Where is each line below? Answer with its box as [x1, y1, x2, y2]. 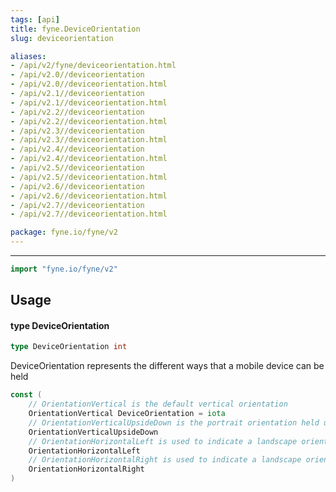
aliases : [10, 51, 47, 61]
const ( [10, 390, 43, 400]
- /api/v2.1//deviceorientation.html [10, 97, 168, 108]
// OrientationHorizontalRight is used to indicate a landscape [28, 455, 302, 465]
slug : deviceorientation [10, 33, 114, 43]
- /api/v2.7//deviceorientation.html [10, 209, 168, 220]
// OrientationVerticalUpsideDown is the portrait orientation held [28, 417, 320, 428]
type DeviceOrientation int [10, 342, 128, 352]
